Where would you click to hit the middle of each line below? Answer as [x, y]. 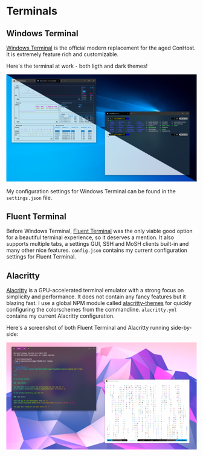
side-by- [181, 328]
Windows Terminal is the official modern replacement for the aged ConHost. [101, 48]
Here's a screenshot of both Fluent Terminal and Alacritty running [88, 328]
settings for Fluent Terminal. [41, 257]
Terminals [32, 11]
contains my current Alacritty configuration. [60, 316]
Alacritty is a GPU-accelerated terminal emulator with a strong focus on [95, 291]
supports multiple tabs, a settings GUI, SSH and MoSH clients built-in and [98, 244]
